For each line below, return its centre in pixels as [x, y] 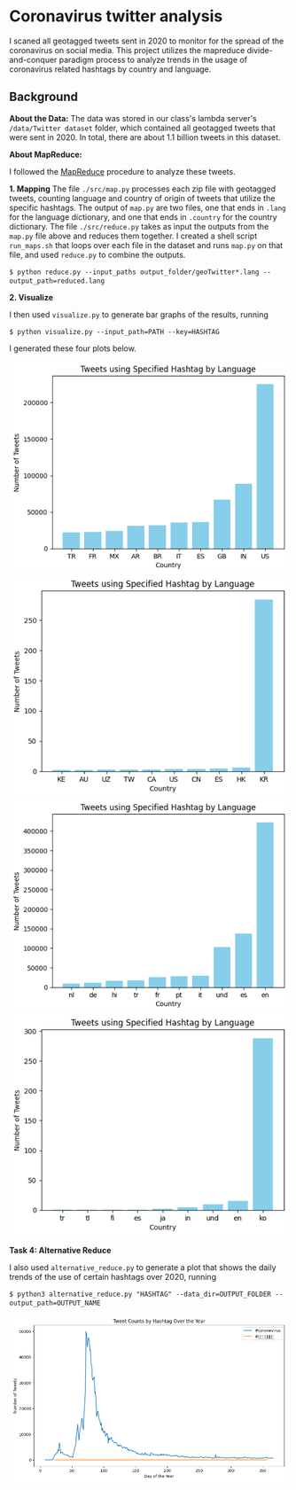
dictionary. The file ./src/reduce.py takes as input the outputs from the [139, 226]
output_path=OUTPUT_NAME [55, 1303]
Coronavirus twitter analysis [116, 16]
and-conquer [33, 59]
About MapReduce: [46, 154]
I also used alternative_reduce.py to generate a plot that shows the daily [143, 1268]
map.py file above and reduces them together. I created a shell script [133, 236]
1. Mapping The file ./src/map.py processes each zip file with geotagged [143, 189]
